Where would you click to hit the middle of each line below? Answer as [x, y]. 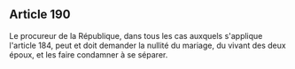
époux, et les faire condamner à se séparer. [89, 54]
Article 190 [40, 15]
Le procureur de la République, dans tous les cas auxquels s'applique [136, 35]
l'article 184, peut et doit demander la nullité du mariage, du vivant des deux [147, 45]
